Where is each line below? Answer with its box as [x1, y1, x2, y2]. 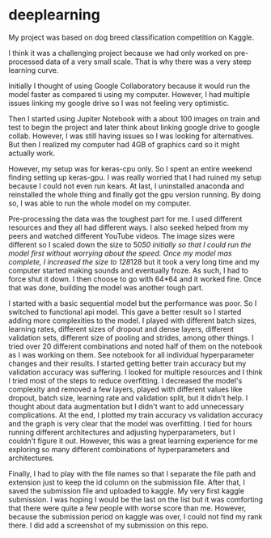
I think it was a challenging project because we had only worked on [8, 48, 233, 57]
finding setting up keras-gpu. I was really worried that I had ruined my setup [8, 172, 262, 182]
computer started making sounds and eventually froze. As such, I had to [8, 265, 249, 275]
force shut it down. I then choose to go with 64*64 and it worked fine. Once [8, 273, 262, 284]
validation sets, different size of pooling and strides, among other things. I [8, 333, 254, 342]
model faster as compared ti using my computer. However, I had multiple [8, 89, 251, 99]
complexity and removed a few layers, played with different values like [8, 384, 243, 394]
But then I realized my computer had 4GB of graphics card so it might [8, 139, 240, 149]
